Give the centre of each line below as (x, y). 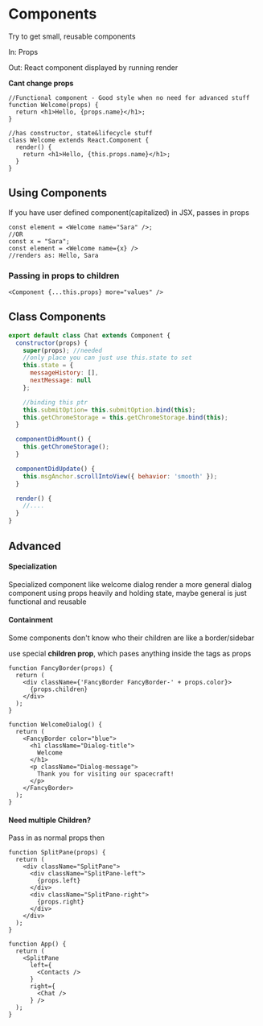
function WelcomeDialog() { (55, 724)
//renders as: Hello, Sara (53, 255)
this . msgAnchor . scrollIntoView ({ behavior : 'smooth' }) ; (120, 476)
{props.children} (59, 689)
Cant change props (41, 83)
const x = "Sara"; (39, 241)
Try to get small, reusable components (72, 36)
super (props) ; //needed (63, 350)
